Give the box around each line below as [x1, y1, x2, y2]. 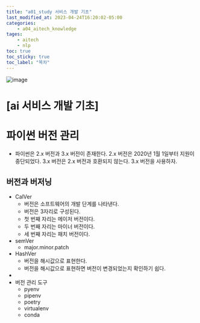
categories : [6, 20, 36, 26]
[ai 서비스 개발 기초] [6, 99, 99, 112]
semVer [14, 237, 34, 245]
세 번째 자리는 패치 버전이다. [23, 231, 90, 238]
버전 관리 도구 [14, 279, 48, 286]
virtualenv [23, 305, 49, 312]
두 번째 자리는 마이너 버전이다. [23, 223, 95, 230]
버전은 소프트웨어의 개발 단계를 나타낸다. [23, 200, 119, 208]
